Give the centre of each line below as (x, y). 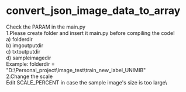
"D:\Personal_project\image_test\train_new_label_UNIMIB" (76, 70)
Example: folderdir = (31, 64)
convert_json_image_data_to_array (93, 11)
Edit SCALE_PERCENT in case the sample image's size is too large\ (87, 82)
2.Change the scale (30, 76)
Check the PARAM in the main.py (46, 27)
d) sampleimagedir (29, 58)
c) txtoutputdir (23, 51)
